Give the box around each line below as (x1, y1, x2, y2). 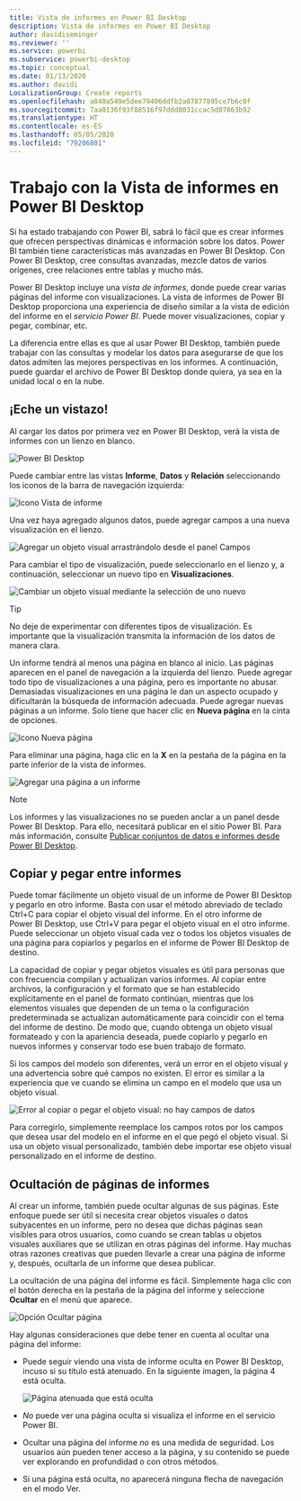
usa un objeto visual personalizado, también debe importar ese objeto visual (9, 1141, 292, 1152)
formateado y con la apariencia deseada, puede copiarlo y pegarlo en (9, 1032, 268, 1042)
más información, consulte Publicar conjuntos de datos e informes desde (9, 830, 280, 841)
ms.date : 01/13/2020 (9, 72, 87, 81)
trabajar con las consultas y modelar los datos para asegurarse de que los (9, 347, 284, 358)
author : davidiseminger (9, 30, 99, 39)
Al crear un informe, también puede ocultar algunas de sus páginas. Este (9, 1201, 279, 1211)
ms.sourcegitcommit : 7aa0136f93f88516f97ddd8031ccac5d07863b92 (9, 105, 252, 114)
